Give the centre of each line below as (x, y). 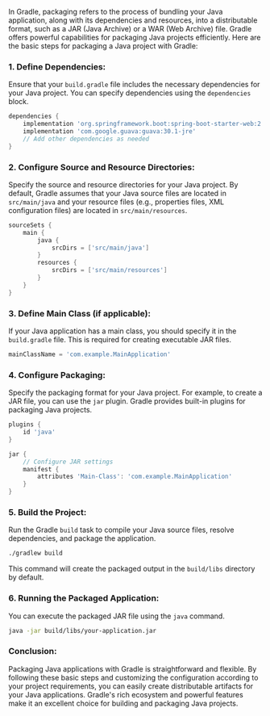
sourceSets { (30, 225)
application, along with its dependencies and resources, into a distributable (133, 20)
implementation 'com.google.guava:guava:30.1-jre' (110, 132)
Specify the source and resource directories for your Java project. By (123, 184)
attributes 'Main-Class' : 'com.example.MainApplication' (135, 477)
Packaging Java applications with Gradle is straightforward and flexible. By (133, 668)
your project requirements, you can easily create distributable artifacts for (131, 686)
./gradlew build (35, 553)
